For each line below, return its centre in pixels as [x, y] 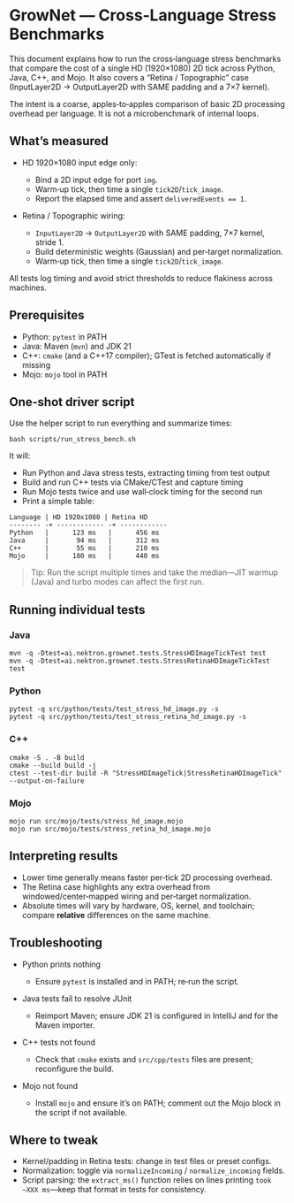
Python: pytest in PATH [64, 336]
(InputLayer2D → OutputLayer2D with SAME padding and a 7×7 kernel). [139, 87]
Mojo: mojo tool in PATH [64, 374]
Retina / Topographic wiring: [73, 215]
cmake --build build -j [53, 765]
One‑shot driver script [72, 402]
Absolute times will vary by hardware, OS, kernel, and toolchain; [138, 905]
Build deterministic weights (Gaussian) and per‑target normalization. [159, 251]
